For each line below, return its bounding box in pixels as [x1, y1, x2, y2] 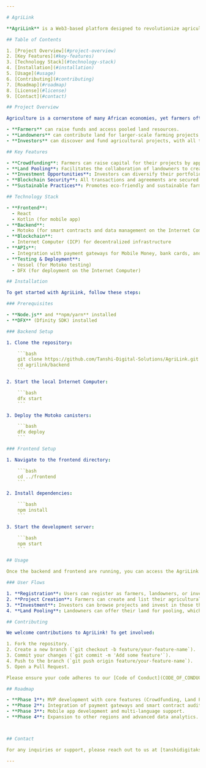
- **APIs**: [6, 245, 37, 251]
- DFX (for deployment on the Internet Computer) [12, 267, 141, 273]
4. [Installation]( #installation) [6, 65, 95, 71]
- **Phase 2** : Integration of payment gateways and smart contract [6, 702, 185, 709]
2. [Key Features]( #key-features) [6, 53, 95, 59]
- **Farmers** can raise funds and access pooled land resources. [6, 126, 180, 132]
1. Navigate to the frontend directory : [6, 457, 112, 463]
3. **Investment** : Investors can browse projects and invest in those [6, 602, 193, 608]
